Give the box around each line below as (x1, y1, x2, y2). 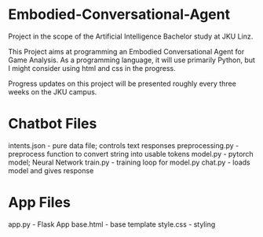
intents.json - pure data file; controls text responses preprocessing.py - (8, 140, 239, 150)
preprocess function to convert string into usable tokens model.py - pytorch (8, 149, 254, 158)
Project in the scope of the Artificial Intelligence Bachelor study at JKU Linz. (8, 31, 254, 41)
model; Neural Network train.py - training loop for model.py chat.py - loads (8, 157, 251, 167)
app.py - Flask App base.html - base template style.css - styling (8, 219, 216, 229)
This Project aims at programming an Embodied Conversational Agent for (8, 46, 245, 56)
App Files (8, 194, 71, 212)
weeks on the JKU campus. (8, 87, 97, 96)
